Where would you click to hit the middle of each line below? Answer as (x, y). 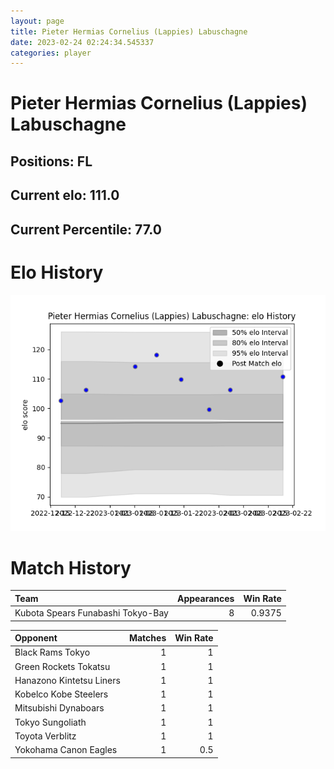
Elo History (57, 272)
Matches (147, 638)
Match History (71, 567)
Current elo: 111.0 (65, 195)
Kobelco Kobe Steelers (61, 694)
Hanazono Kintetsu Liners (67, 680)
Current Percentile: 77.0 (86, 229)
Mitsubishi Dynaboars (59, 708)
